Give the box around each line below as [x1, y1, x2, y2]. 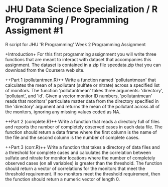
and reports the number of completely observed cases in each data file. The [5, 124, 163, 130]
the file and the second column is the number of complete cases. [5, 134, 140, 140]
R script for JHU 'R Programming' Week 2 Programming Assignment [5, 41, 146, 47]
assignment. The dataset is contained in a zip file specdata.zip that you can [5, 62, 161, 68]
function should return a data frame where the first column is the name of [5, 129, 157, 135]
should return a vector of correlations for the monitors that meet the [5, 165, 145, 171]
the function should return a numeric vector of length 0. [5, 176, 120, 182]
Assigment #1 [5, 25, 64, 36]
